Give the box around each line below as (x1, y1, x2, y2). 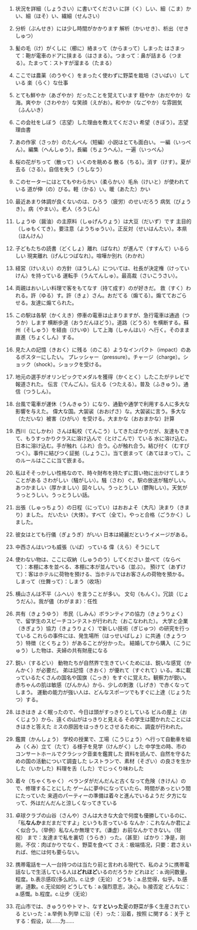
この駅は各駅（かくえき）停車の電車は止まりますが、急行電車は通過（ (15, 312, 185, 319)
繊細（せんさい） (61, 12, 103, 19)
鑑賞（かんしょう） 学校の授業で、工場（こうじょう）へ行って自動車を (15, 736, 186, 742)
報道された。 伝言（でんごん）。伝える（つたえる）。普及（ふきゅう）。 (15, 381, 184, 387)
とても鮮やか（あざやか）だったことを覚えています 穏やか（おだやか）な (15, 92, 191, 99)
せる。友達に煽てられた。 (15, 299, 77, 306)
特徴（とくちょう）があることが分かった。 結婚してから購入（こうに (25, 640, 191, 647)
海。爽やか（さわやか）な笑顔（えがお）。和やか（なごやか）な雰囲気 (15, 99, 182, 106)
